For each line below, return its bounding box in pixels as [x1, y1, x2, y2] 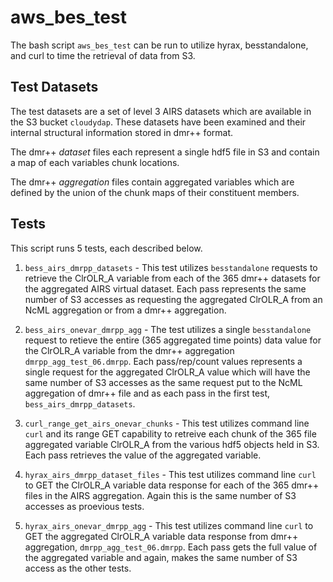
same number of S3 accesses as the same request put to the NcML [24, 376, 303, 388]
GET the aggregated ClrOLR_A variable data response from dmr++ [24, 530, 299, 542]
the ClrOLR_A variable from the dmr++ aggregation [24, 344, 235, 356]
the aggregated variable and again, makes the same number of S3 [24, 551, 298, 563]
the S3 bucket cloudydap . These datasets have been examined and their [10, 116, 307, 128]
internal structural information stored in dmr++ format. [10, 126, 234, 138]
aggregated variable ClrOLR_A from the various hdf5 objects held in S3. [24, 438, 320, 450]
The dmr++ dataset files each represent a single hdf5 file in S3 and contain [10, 146, 320, 158]
